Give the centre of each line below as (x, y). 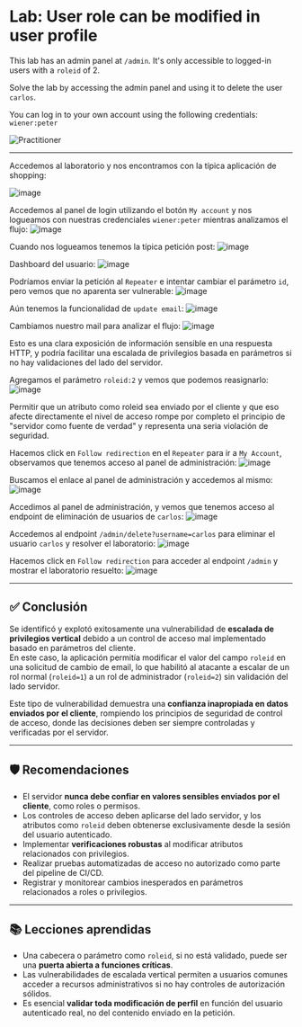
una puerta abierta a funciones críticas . (98, 965)
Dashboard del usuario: (53, 263)
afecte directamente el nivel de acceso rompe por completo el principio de (147, 416)
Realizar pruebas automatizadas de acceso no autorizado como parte (151, 863)
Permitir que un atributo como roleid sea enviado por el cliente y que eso (144, 406)
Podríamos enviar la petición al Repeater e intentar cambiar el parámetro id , (149, 281)
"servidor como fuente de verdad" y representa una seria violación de (139, 425)
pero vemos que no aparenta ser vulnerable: (91, 290)
